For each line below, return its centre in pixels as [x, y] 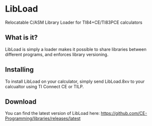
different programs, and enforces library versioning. [57, 54]
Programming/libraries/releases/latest [43, 118]
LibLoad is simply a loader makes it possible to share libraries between [76, 49]
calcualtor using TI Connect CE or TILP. [44, 86]
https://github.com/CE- [124, 113]
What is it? [21, 38]
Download [21, 102]
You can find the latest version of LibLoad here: [52, 113]
